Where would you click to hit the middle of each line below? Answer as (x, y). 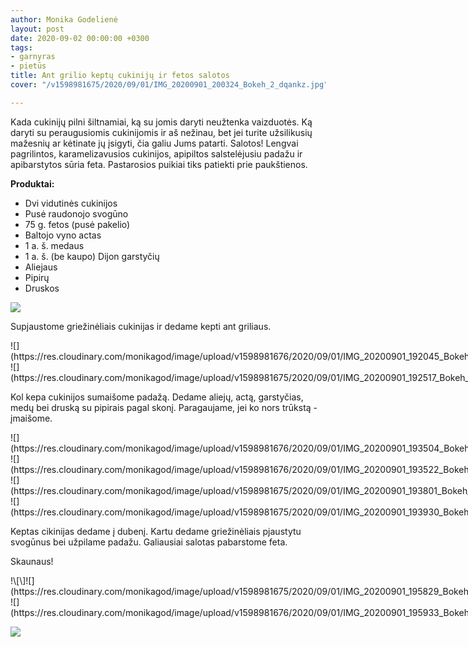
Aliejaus (41, 267)
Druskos (42, 288)
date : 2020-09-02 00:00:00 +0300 (80, 38)
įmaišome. (31, 418)
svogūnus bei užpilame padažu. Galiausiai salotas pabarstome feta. (149, 542)
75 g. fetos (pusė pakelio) (77, 224)
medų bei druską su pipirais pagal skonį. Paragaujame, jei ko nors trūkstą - (164, 407)
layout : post (37, 29)
